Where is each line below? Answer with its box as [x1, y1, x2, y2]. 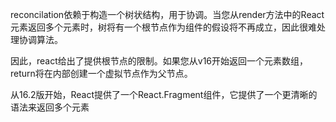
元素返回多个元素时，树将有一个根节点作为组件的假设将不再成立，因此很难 [10, 21, 317, 33]
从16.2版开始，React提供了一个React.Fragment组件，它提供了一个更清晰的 [10, 89, 318, 100]
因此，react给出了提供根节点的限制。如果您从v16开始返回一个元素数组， [10, 55, 309, 67]
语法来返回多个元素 [10, 101, 90, 113]
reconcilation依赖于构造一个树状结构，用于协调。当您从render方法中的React [10, 9, 325, 20]
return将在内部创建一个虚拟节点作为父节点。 [10, 68, 193, 79]
